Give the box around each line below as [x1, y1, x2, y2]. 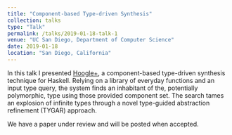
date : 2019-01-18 [7, 43, 58, 50]
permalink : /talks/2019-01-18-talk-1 [7, 30, 118, 37]
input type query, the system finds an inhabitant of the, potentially [7, 84, 198, 92]
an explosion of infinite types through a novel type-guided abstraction [7, 98, 210, 107]
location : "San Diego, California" [7, 50, 112, 57]
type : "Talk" [7, 23, 46, 30]
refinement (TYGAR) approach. [7, 106, 97, 115]
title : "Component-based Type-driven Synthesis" [7, 10, 153, 18]
